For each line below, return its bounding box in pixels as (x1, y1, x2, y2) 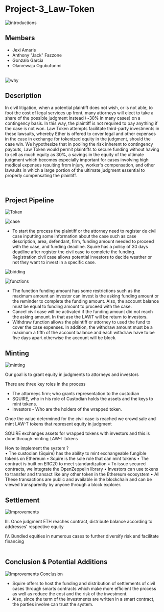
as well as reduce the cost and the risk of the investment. (12, 590, 128, 597)
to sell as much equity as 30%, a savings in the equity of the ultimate (5, 151, 144, 158)
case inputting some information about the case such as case (12, 233, 137, 239)
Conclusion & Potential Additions (5, 558, 108, 566)
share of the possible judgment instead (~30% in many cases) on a (5, 115, 141, 121)
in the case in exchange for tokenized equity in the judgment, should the (5, 136, 151, 142)
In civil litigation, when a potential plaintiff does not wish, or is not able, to (5, 105, 153, 110)
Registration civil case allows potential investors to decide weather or (12, 254, 152, 260)
